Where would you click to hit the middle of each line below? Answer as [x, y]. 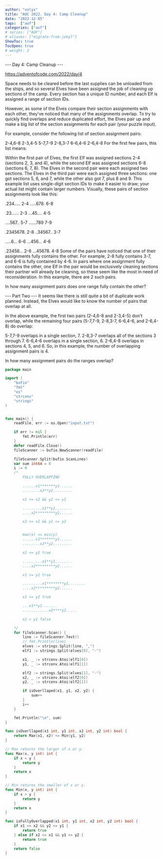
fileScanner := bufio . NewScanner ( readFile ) [59, 450]
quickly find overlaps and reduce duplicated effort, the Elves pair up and [77, 119]
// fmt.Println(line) [45, 642]
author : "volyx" [21, 10]
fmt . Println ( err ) [40, 437]
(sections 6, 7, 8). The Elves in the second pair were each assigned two [76, 168]
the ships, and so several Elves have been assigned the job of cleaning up [79, 88]
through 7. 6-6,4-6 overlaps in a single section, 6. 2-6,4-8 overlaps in [74, 341]
